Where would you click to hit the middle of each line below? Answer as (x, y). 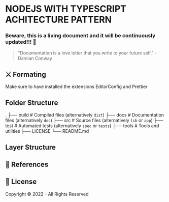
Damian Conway (35, 59)
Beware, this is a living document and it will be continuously (80, 36)
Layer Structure (30, 147)
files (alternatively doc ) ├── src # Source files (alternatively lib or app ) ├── (84, 121)
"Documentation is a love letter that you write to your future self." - (87, 53)
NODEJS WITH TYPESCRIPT (66, 9)
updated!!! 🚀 (21, 42)
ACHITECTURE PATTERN (59, 20)
